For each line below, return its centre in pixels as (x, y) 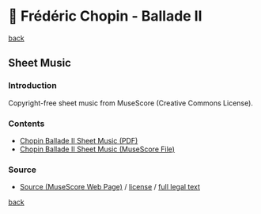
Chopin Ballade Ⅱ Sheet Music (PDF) (79, 140)
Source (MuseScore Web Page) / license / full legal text (110, 187)
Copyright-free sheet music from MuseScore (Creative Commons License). (130, 103)
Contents (26, 124)
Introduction (32, 86)
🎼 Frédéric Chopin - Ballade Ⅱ (106, 16)
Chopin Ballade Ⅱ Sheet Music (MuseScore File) (97, 149)
